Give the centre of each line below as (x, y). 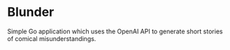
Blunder (31, 12)
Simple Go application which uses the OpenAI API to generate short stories (115, 31)
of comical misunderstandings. (52, 38)
